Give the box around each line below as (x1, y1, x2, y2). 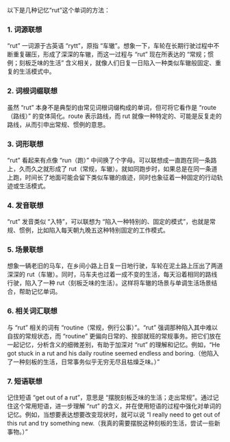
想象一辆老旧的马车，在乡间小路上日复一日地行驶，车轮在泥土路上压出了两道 (7, 261, 223, 270)
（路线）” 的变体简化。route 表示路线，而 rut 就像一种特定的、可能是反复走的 (7, 112, 222, 120)
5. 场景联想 (7, 245, 44, 255)
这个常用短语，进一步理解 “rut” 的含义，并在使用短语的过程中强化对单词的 (12, 402, 222, 410)
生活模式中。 (18, 67, 55, 75)
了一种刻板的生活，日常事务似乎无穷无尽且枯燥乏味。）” (7, 358, 160, 366)
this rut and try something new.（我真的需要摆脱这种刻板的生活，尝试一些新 (7, 419, 221, 428)
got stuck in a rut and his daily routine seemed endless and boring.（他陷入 (7, 349, 219, 357)
